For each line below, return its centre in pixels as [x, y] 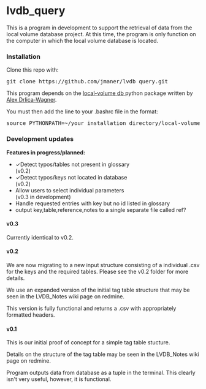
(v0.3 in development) [43, 197]
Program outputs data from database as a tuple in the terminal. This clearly [101, 373]
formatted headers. [31, 315]
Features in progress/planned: [46, 152]
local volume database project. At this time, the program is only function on [101, 34]
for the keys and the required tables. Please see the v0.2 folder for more [97, 271]
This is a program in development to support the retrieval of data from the [99, 28]
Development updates [40, 139]
